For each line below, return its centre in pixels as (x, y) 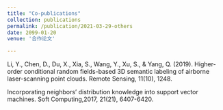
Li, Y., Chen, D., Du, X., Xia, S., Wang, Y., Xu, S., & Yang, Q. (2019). (100, 64)
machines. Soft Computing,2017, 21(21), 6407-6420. (80, 99)
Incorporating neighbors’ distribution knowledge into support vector (103, 92)
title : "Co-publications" (44, 13)
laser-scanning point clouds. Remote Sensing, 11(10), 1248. (90, 79)
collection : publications (44, 20)
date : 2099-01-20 (32, 32)
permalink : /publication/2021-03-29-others (70, 26)
